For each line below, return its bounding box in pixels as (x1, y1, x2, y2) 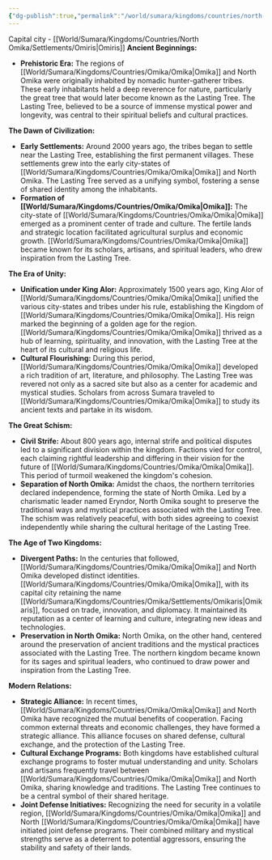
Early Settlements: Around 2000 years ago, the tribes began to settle (19, 141, 253, 150)
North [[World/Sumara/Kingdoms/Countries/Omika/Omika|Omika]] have (19, 816, 261, 826)
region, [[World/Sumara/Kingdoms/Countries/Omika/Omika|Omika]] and (19, 808, 261, 818)
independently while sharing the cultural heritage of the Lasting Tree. (19, 522, 251, 532)
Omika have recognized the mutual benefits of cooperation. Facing (19, 714, 244, 723)
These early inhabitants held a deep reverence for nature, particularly (19, 84, 253, 94)
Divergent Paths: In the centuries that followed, (19, 553, 180, 563)
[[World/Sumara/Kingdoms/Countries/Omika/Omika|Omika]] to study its (19, 396, 261, 405)
